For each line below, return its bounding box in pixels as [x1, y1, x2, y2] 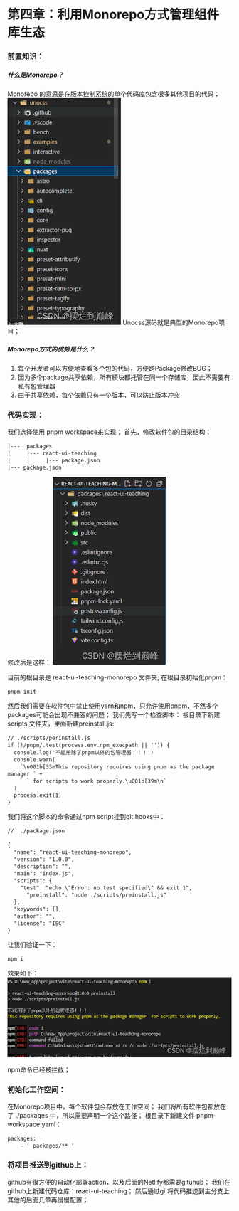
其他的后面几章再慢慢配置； [7, 1195, 89, 1204]
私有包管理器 [17, 382, 55, 391]
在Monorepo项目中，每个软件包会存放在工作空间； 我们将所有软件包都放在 [7, 1102, 226, 1111]
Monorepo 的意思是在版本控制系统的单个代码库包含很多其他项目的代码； [7, 90, 221, 98]
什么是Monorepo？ [7, 70, 64, 79]
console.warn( [14, 756, 55, 763]
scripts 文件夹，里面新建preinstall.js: [7, 719, 115, 728]
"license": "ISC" [14, 920, 65, 927]
